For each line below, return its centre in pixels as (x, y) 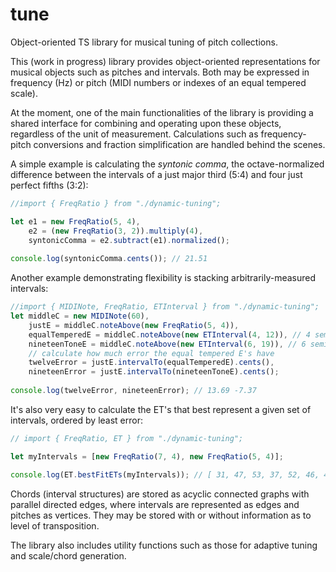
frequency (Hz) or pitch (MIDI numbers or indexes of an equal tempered (158, 82)
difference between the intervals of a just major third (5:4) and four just (156, 174)
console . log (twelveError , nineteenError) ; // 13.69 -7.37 (133, 391)
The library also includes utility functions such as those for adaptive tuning (164, 545)
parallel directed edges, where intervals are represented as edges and (155, 504)
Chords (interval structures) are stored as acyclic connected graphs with (160, 494)
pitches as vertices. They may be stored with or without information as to (161, 515)
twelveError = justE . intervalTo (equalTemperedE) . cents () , (151, 363)
